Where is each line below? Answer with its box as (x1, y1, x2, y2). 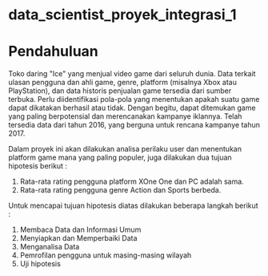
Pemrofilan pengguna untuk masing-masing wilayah (19, 250, 192, 260)
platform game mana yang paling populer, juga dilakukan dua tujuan (8, 152, 232, 162)
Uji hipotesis (19, 259, 62, 269)
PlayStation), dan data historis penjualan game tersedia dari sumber (8, 86, 232, 95)
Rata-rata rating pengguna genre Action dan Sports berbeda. (19, 185, 222, 195)
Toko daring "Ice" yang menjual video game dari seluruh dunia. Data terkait (8, 69, 256, 79)
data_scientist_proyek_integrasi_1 (8, 6, 238, 24)
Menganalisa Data (19, 242, 80, 252)
